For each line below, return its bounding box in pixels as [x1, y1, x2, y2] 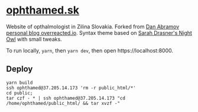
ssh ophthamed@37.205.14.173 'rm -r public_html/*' [6, 85, 136, 91]
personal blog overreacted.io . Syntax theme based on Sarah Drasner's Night [6, 29, 192, 36]
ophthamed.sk [6, 4, 80, 17]
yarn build [6, 80, 33, 85]
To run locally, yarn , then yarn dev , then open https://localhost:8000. [6, 47, 173, 54]
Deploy [6, 64, 33, 74]
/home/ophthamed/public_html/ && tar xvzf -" [6, 100, 120, 106]
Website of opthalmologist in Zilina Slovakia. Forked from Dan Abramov [6, 23, 180, 30]
